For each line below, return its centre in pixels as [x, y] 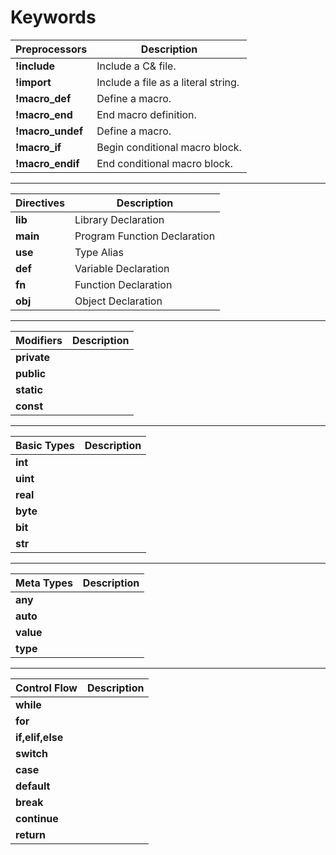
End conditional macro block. [164, 163]
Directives [40, 203]
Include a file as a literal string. [168, 82]
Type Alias [99, 252]
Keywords [53, 17]
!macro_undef [49, 131]
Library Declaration [119, 219]
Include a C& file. [136, 66]
